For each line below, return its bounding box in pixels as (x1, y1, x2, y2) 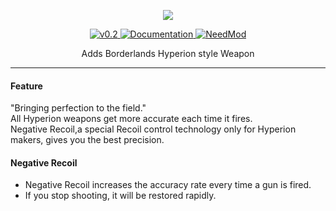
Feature (10, 80, 43, 92)
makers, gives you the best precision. (10, 134, 165, 146)
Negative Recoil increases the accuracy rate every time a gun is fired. (24, 179, 312, 191)
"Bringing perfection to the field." (10, 102, 147, 114)
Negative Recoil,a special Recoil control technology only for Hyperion (10, 123, 297, 135)
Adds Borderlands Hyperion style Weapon (81, 48, 255, 59)
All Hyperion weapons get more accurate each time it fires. (10, 113, 253, 125)
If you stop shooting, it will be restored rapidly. (24, 190, 217, 202)
